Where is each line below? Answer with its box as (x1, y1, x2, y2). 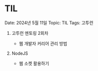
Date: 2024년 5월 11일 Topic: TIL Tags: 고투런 (4, 20, 94, 25)
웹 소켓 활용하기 (19, 60, 49, 66)
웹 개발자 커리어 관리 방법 (19, 40, 68, 47)
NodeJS (11, 50, 28, 56)
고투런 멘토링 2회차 (11, 30, 49, 36)
